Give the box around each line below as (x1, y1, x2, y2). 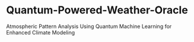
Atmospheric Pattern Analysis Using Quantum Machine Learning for (6, 23, 172, 30)
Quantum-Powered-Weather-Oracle (6, 3, 188, 17)
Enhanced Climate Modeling (6, 29, 75, 36)
